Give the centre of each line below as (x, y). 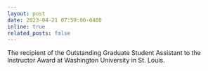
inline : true (26, 26)
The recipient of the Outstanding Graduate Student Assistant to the (104, 53)
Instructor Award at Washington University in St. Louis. (86, 61)
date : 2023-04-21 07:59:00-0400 (54, 20)
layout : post (26, 14)
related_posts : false (39, 33)
